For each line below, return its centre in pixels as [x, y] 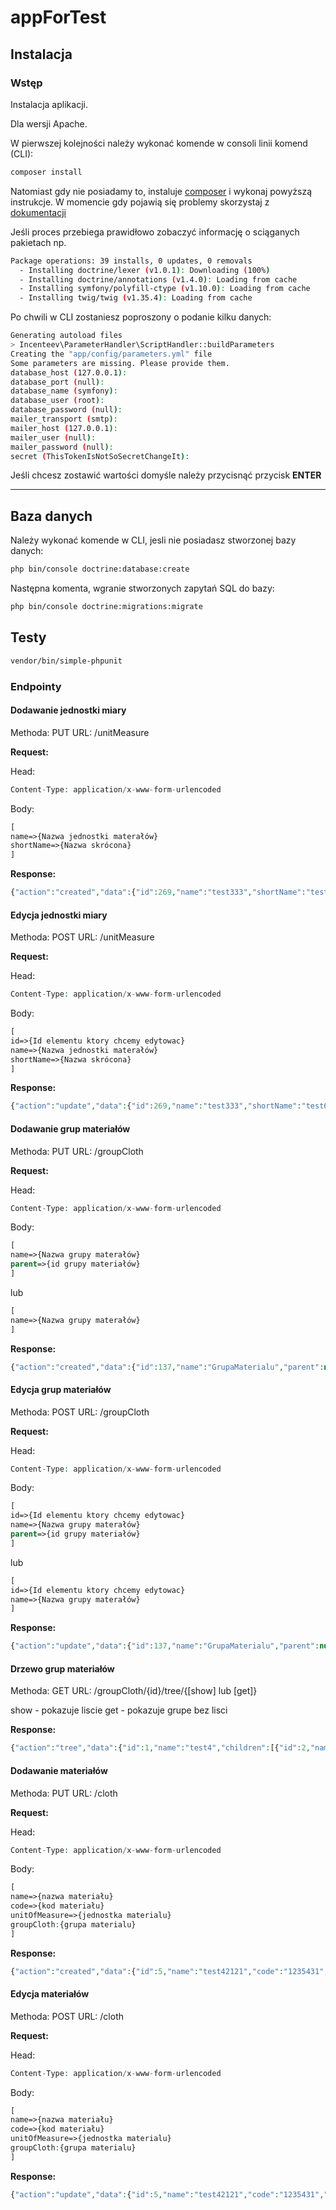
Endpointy [36, 686]
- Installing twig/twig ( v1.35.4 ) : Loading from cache [136, 298]
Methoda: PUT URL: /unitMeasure [80, 732]
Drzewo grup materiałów [62, 1668]
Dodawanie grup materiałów [70, 1128]
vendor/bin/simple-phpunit [66, 661]
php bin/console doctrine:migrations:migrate [106, 607]
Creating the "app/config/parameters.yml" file [111, 354]
